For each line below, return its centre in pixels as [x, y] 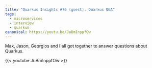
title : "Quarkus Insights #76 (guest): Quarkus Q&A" [60, 9]
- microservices [26, 18]
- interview [22, 23]
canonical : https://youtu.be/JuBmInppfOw [48, 32]
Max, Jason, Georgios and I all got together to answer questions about [76, 46]
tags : [11, 14]
